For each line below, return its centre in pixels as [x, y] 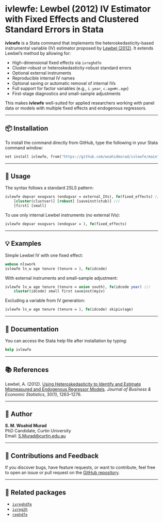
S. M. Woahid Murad [26, 426]
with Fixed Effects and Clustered [72, 19]
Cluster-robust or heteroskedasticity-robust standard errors [72, 68]
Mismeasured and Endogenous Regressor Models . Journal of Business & [78, 389]
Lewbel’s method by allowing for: [38, 53]
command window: [24, 148]
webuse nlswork [20, 264]
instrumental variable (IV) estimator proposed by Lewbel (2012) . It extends [79, 48]
